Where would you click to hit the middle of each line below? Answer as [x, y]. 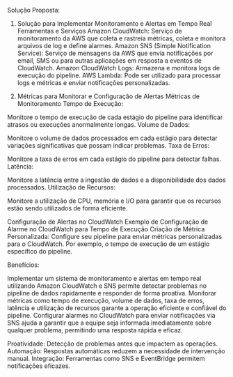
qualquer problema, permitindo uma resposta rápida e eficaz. [95, 330]
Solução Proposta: [34, 10]
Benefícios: [23, 265]
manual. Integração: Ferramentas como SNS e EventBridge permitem [106, 359]
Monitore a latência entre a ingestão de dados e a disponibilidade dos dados [116, 180]
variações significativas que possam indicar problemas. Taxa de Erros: [109, 145]
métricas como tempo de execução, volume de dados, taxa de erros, [106, 300]
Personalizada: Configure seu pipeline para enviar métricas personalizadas [115, 237]
